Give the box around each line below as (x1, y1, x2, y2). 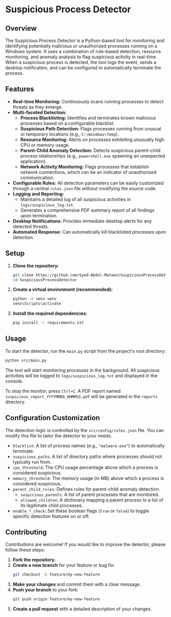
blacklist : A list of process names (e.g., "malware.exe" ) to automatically (12, 442, 165, 448)
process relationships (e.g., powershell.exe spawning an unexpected (20, 152, 165, 159)
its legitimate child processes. (20, 502, 83, 508)
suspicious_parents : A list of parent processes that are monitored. (20, 491, 160, 497)
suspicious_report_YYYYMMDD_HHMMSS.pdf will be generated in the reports (5, 393, 158, 399)
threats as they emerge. (12, 104, 63, 110)
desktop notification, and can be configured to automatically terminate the (5, 65, 162, 71)
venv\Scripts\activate (12, 301, 61, 306)
